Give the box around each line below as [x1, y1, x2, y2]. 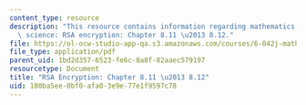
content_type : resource [9, 13, 100, 23]
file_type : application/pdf [9, 47, 117, 57]
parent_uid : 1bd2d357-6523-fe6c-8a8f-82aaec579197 [9, 56, 206, 65]
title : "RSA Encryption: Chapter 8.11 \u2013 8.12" [9, 73, 209, 82]
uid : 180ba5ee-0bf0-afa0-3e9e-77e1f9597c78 [9, 81, 178, 90]
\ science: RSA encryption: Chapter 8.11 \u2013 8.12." [17, 30, 234, 39]
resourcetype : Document [9, 65, 100, 74]
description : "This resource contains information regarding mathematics [9, 22, 296, 31]
